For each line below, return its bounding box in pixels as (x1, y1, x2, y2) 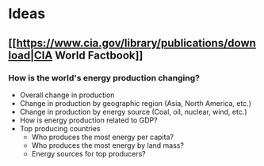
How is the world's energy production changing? (8, 72, 201, 83)
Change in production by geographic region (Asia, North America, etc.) (19, 98, 252, 108)
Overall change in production (19, 90, 115, 100)
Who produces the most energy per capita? (31, 132, 174, 141)
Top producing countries (19, 123, 101, 133)
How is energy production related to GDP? (19, 115, 158, 125)
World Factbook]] (55, 48, 143, 62)
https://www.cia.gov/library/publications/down (16, 36, 256, 50)
